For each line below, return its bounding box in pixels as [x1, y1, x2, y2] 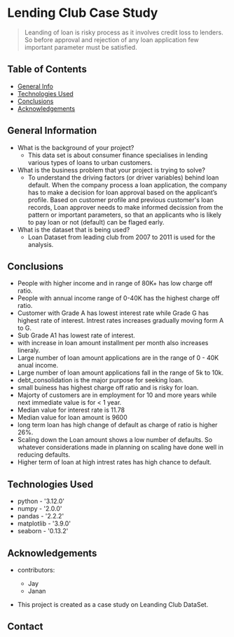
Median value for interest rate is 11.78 [17, 405, 125, 415]
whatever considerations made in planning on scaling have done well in [17, 443, 224, 452]
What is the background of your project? [17, 143, 135, 152]
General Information [7, 125, 97, 137]
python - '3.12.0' [17, 497, 65, 506]
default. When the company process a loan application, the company [27, 180, 228, 189]
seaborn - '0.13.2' [17, 527, 69, 535]
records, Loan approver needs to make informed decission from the [27, 203, 223, 211]
